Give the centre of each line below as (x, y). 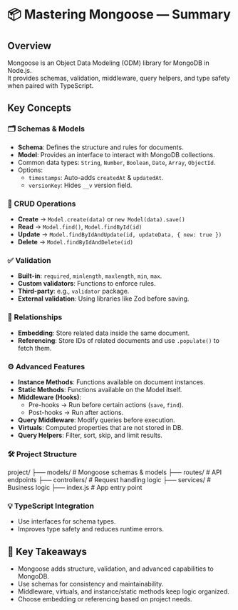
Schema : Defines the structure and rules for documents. (100, 147)
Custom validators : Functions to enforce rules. (87, 284)
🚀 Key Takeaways (47, 551)
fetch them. (35, 348)
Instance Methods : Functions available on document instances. (111, 382)
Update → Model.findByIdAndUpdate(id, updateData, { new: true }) (120, 234)
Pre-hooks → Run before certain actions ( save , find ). (106, 404)
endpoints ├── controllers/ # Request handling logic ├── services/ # (109, 480)
